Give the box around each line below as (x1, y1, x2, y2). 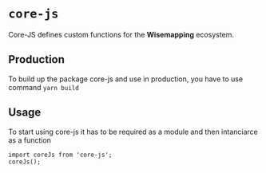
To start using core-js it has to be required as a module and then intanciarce (8, 127, 258, 136)
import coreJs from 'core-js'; (8, 151, 113, 159)
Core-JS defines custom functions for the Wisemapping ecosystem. (8, 29, 234, 39)
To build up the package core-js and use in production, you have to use (8, 74, 244, 84)
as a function (8, 135, 52, 145)
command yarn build (8, 82, 80, 92)
